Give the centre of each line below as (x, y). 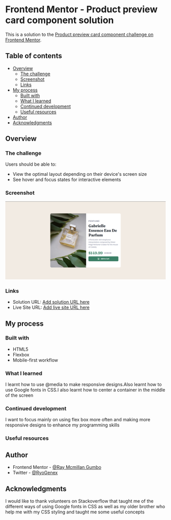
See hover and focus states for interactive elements (67, 179)
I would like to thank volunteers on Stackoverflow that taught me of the (79, 501)
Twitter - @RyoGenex (35, 473)
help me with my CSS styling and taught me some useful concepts (75, 512)
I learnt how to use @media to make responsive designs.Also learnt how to (83, 385)
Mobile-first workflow (35, 360)
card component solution (60, 20)
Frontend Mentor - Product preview (81, 9)
